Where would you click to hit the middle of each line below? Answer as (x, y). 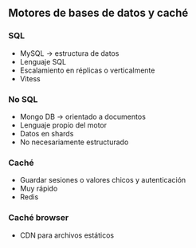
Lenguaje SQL (43, 61)
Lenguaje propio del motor (63, 125)
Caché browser (39, 218)
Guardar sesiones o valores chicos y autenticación (103, 180)
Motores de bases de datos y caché (98, 13)
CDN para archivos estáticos (67, 235)
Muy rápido (39, 189)
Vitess (30, 78)
